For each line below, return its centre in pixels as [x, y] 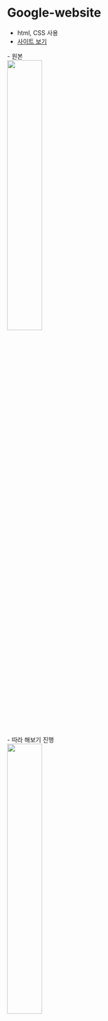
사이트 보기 [32, 41]
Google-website [54, 13]
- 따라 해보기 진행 [31, 739]
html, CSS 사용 [37, 33]
